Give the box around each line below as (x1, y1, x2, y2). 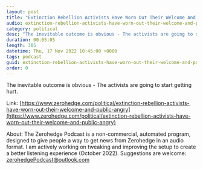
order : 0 (6, 65, 28, 71)
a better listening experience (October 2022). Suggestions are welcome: (6, 150, 187, 157)
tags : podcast (6, 54, 42, 60)
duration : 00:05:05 (6, 37, 56, 43)
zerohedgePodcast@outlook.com (6, 156, 90, 164)
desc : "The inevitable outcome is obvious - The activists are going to (6, 31, 193, 37)
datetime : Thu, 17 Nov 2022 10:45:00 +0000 (6, 48, 118, 54)
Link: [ (6, 100, 22, 107)
